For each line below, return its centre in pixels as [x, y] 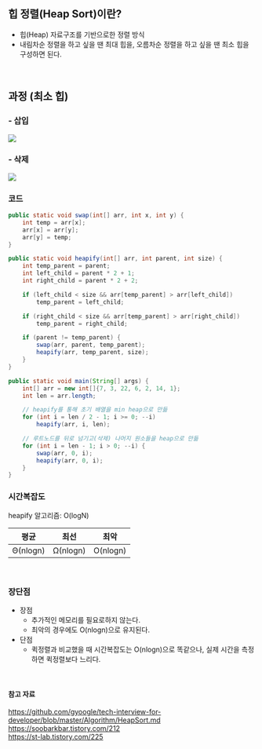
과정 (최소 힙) [38, 97]
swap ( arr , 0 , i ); [64, 453]
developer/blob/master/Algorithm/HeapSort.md [84, 720]
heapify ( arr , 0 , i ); [70, 460]
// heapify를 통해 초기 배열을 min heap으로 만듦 [95, 410]
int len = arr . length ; [59, 396]
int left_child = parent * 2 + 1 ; [78, 273]
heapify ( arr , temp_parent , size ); [93, 353]
